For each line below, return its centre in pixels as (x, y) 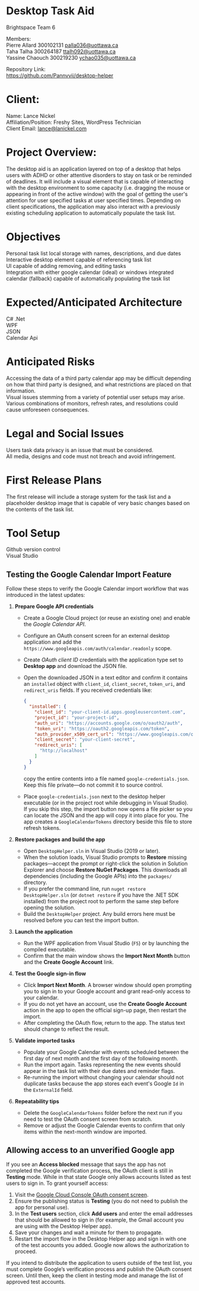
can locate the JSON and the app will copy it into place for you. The (106, 815)
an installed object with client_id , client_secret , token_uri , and (104, 684)
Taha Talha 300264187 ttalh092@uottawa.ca (61, 51)
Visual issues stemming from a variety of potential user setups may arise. (96, 397)
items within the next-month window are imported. (85, 1132)
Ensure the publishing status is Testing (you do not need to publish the (101, 1201)
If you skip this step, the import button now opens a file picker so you (108, 809)
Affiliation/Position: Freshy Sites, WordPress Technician (74, 122)
